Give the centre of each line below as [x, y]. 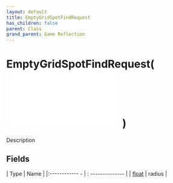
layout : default [27, 12]
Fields [18, 159]
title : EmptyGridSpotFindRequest [48, 18]
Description [21, 140]
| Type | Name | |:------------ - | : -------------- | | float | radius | [87, 173]
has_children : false [32, 23]
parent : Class [24, 29]
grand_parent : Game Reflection [46, 34]
